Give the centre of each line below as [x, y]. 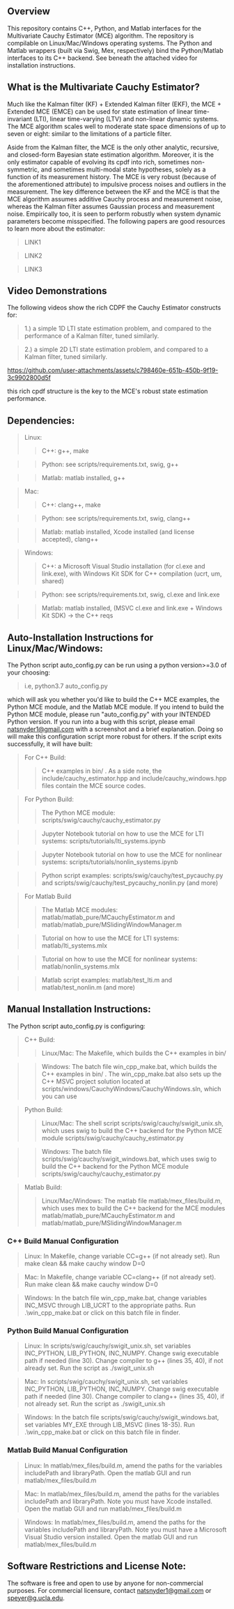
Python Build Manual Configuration [68, 1331]
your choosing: [29, 672]
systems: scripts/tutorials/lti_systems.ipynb [103, 841]
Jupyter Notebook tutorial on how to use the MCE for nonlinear [132, 855]
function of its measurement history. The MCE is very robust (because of [112, 176]
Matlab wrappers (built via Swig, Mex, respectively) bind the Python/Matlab [115, 50]
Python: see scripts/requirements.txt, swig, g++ [110, 464]
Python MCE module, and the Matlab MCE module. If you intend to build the [116, 707]
